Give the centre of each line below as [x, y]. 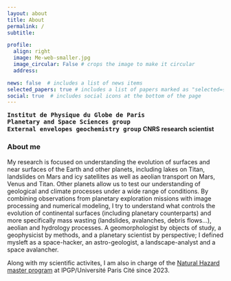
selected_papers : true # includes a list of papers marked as [98, 89]
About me [24, 147]
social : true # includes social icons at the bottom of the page [104, 96]
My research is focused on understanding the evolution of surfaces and [109, 161]
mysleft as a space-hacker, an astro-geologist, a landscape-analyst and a [111, 242]
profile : [20, 45]
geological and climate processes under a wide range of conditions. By [108, 191]
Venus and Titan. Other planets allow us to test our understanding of [104, 183]
